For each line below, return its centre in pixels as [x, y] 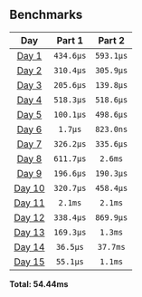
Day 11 [29, 203]
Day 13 [29, 232]
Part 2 [111, 40]
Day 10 [29, 187]
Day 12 [29, 217]
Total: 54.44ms [39, 283]
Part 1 [70, 40]
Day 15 [29, 262]
